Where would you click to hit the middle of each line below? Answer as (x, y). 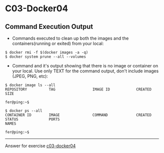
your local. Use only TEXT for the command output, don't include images (85, 71)
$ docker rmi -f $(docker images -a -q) (47, 52)
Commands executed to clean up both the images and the (71, 38)
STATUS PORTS (32, 119)
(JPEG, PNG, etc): (30, 76)
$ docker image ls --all (30, 85)
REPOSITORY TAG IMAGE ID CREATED (78, 89)
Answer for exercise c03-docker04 (41, 146)
